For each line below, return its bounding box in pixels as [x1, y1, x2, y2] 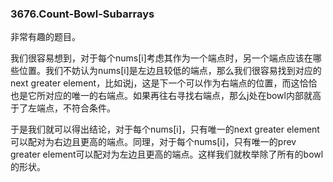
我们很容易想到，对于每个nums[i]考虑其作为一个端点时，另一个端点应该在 [10, 52, 313, 64]
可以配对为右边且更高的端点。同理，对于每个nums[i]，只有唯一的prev [10, 136, 297, 148]
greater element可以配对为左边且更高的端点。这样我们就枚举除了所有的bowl [10, 148, 324, 161]
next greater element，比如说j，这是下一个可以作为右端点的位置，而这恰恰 [10, 77, 318, 89]
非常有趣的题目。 [10, 31, 81, 43]
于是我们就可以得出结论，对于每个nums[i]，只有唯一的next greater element [10, 123, 320, 136]
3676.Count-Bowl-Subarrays [10, 7, 155, 21]
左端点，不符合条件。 [27, 102, 116, 114]
